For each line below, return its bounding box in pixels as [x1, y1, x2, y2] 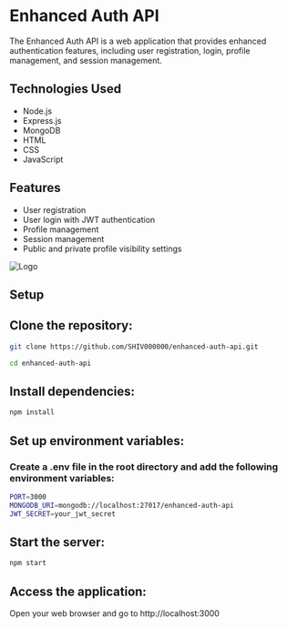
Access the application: [9, 583, 148, 599]
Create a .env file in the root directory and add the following [9, 461, 279, 473]
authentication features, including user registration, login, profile [9, 45, 251, 56]
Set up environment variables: [9, 433, 185, 449]
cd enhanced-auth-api [9, 359, 92, 368]
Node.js [22, 106, 53, 116]
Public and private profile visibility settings [22, 243, 182, 254]
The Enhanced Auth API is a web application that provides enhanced [9, 35, 267, 46]
